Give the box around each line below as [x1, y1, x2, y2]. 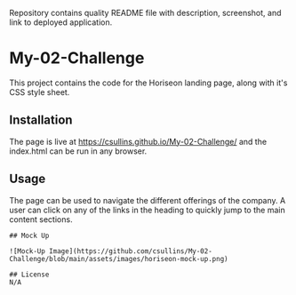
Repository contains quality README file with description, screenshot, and [9, 8, 282, 18]
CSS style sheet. [9, 86, 70, 97]
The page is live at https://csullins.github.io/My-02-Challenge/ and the [9, 136, 268, 147]
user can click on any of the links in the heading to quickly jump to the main [9, 204, 286, 215]
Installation [9, 113, 73, 128]
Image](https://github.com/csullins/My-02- [48, 246, 213, 256]
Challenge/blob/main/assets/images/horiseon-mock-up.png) [9, 254, 228, 263]
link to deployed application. [9, 17, 113, 28]
